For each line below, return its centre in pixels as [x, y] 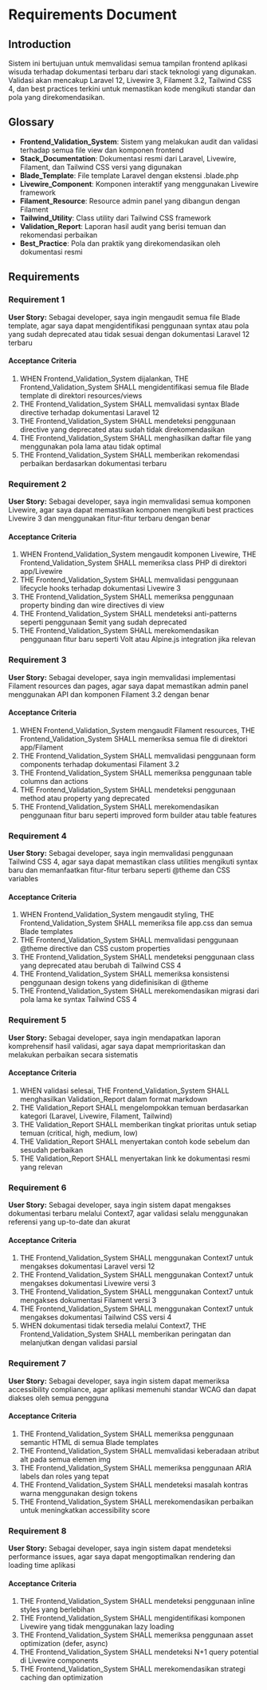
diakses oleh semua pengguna [59, 1398]
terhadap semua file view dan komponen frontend [102, 150]
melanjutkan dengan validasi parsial [79, 1343]
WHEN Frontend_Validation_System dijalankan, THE [104, 378]
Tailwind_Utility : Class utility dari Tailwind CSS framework [115, 218]
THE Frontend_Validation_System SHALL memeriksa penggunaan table [136, 773]
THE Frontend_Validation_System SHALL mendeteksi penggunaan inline [137, 1601]
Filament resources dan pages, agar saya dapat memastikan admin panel [128, 686]
